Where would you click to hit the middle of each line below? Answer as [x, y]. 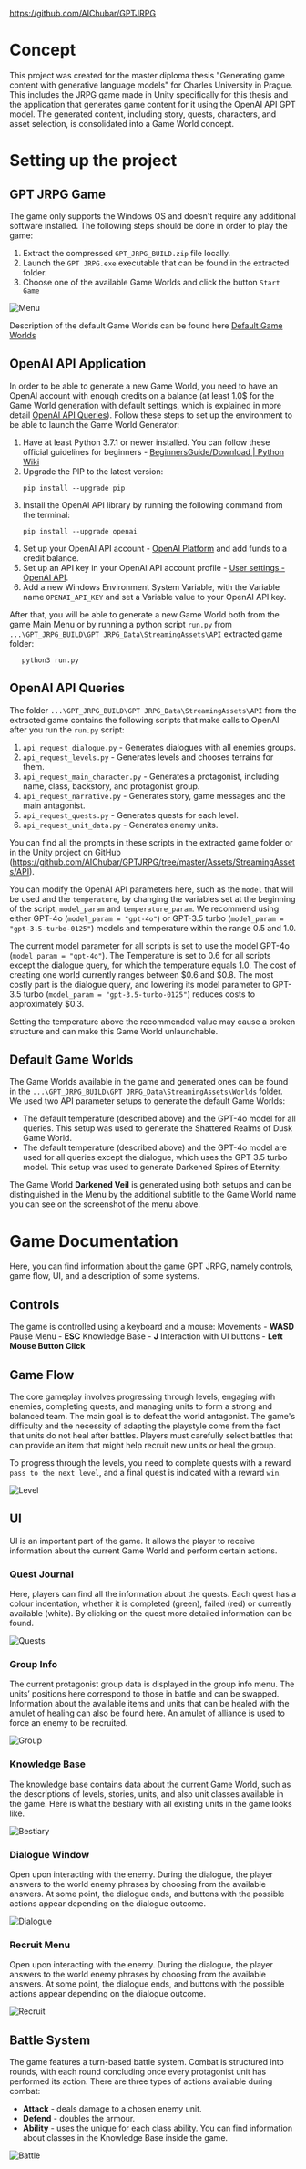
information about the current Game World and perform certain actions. [143, 1551]
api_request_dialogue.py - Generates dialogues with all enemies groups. [159, 747]
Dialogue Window [49, 1854]
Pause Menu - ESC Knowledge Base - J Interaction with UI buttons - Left [147, 1336]
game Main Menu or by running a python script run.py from [121, 624]
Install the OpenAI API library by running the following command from [153, 504]
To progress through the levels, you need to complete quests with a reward [150, 1462]
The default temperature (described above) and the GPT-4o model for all [159, 1119]
